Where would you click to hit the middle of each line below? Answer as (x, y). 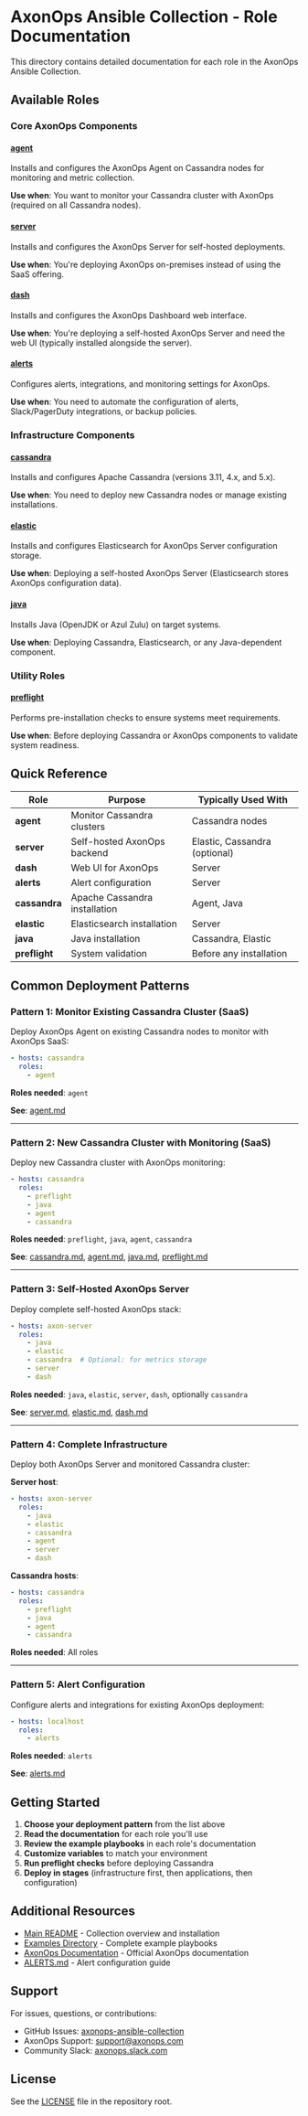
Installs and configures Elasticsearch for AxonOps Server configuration (144, 546)
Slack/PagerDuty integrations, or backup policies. (104, 411)
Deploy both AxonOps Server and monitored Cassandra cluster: (130, 1464)
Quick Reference (59, 774)
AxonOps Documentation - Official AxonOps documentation (136, 1952)
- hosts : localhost (48, 1721)
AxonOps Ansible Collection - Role (144, 17)
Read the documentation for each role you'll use (116, 1834)
